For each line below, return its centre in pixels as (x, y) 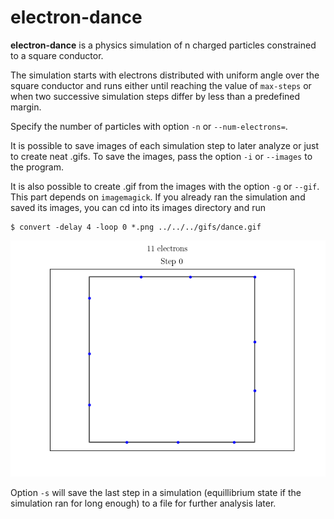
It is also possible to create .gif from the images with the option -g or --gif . (165, 186)
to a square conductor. (57, 55)
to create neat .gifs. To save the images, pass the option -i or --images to (161, 156)
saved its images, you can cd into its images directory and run (138, 207)
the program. (37, 167)
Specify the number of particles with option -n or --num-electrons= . (149, 126)
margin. (26, 107)
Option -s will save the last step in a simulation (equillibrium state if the (156, 492)
